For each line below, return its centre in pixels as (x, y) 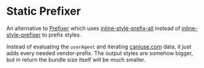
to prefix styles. (62, 34)
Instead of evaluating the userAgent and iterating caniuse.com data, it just (99, 47)
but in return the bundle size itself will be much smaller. (76, 59)
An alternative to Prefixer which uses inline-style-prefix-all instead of (93, 28)
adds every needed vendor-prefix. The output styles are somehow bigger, (100, 53)
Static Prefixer (44, 11)
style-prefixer (24, 34)
